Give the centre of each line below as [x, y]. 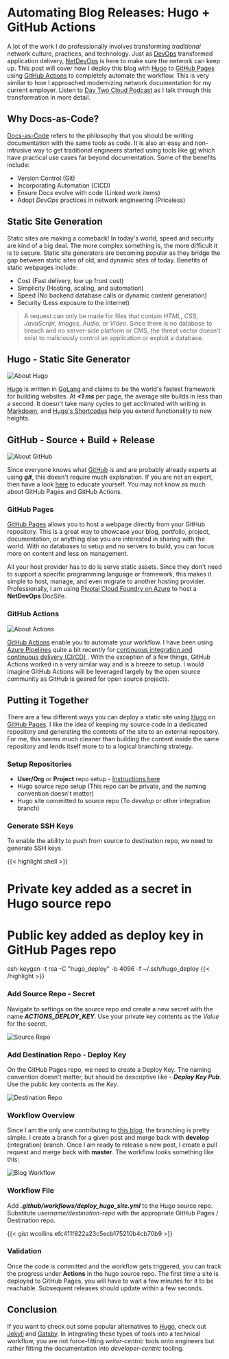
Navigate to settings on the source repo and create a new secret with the [110, 1009]
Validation [25, 1251]
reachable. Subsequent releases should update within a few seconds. [105, 1288]
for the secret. [27, 1023]
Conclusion [32, 1310]
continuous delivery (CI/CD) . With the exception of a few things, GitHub [109, 657]
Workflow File [31, 1191]
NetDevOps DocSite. [37, 596]
